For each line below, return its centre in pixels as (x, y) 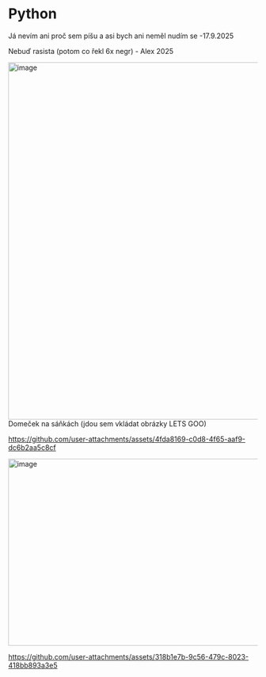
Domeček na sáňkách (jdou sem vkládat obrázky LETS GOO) (108, 423)
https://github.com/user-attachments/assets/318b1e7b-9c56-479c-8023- (129, 656)
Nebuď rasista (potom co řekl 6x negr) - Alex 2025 (91, 51)
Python (32, 14)
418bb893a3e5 (33, 665)
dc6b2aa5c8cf (32, 447)
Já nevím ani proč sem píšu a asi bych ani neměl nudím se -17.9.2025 (121, 36)
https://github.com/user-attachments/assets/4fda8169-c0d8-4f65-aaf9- (127, 439)
